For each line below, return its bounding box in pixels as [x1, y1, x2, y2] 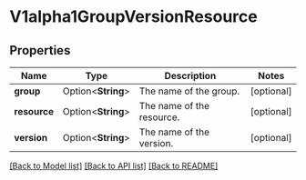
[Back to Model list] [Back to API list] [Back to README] [9, 161, 219, 171]
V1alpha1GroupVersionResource [9, 6, 258, 27]
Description [164, 70, 217, 82]
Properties [9, 43, 71, 58]
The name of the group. [138, 85, 240, 97]
